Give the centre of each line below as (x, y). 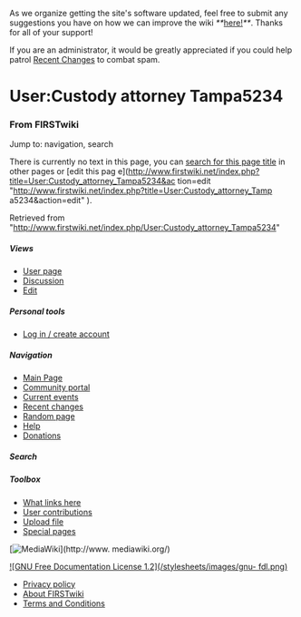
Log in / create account (66, 334)
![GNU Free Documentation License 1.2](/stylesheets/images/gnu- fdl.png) (149, 566)
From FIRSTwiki (44, 124)
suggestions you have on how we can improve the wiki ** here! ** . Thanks (146, 23)
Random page (49, 416)
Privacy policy (49, 583)
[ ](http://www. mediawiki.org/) (90, 549)
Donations (42, 436)
